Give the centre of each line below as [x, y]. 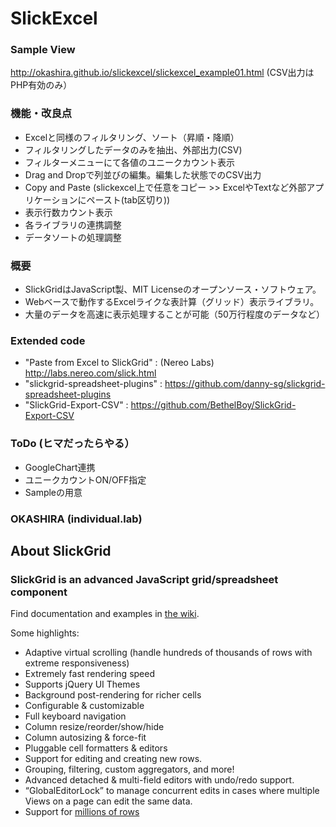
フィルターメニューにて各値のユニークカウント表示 [129, 162]
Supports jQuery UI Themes [82, 684]
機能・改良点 [41, 114]
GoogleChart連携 [60, 467]
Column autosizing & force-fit [85, 738]
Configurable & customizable [84, 706]
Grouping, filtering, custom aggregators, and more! [129, 769]
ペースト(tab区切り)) [128, 199]
